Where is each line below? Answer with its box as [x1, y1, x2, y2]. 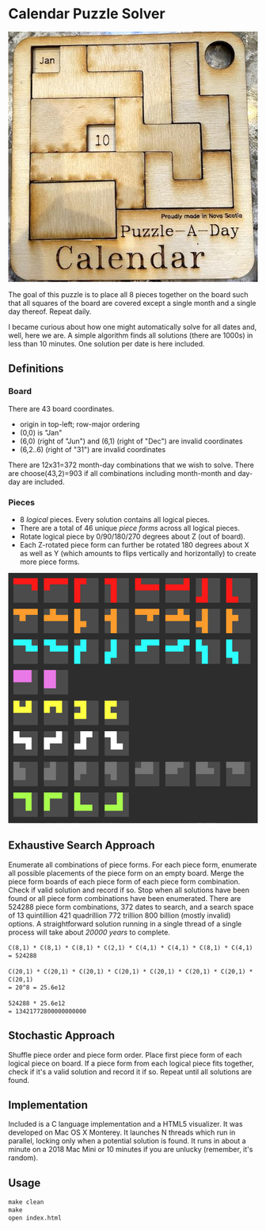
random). [8, 1153, 38, 1162]
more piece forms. [19, 557, 81, 567]
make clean [8, 1198, 44, 1206]
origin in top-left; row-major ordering [19, 419, 140, 429]
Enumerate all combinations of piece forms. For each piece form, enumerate [8, 860, 257, 869]
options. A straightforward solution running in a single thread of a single [8, 919, 242, 928]
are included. [22, 477, 65, 486]
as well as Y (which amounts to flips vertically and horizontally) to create [19, 548, 256, 558]
